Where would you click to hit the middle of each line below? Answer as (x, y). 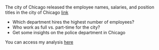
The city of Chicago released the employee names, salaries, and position (80, 7)
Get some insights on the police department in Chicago (69, 32)
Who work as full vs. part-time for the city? (56, 27)
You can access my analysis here (39, 42)
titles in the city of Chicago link (37, 12)
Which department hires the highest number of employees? (73, 22)
